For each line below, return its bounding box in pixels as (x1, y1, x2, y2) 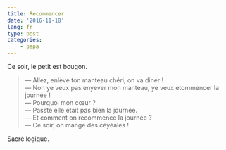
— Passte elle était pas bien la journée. (24, 106, 138, 114)
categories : (7, 37, 42, 44)
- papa (20, 43, 39, 50)
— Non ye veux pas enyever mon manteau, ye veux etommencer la (24, 84, 220, 92)
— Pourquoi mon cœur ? (24, 99, 96, 106)
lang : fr (7, 23, 33, 30)
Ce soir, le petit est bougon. (7, 63, 88, 70)
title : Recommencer (7, 10, 65, 18)
